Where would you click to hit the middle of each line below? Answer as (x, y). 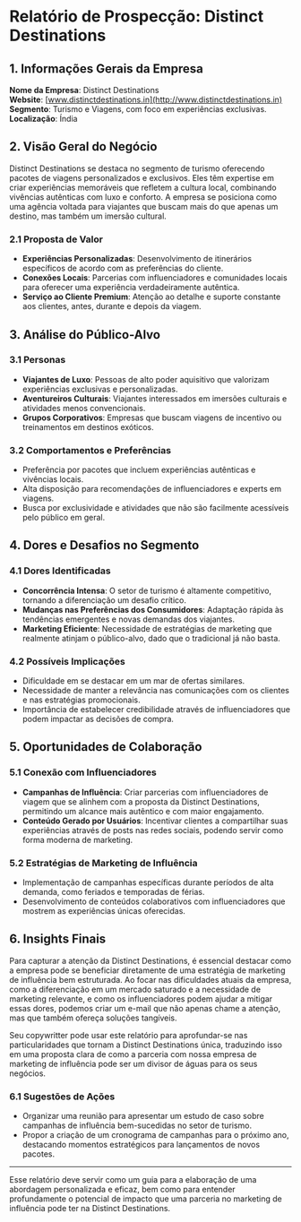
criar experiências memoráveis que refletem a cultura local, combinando (143, 187)
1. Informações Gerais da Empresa (106, 69)
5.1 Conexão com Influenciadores (83, 772)
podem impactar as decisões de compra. (98, 719)
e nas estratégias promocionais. (81, 700)
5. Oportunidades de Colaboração (106, 747)
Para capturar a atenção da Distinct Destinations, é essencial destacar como (150, 960)
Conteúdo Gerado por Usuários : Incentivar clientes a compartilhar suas (155, 821)
